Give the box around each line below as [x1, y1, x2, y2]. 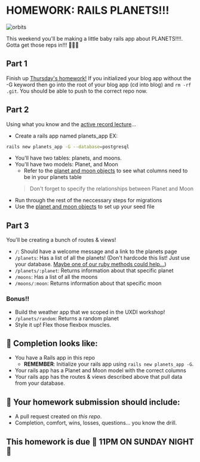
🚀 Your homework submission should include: [6, 397, 180, 407]
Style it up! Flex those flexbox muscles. [14, 321, 112, 328]
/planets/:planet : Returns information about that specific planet [14, 267, 174, 274]
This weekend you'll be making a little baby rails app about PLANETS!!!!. [6, 35, 183, 42]
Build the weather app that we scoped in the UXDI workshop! [14, 308, 165, 315]
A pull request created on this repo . [14, 413, 102, 420]
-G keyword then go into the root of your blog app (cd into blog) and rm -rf [6, 81, 192, 88]
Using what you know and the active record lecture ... [6, 120, 136, 127]
